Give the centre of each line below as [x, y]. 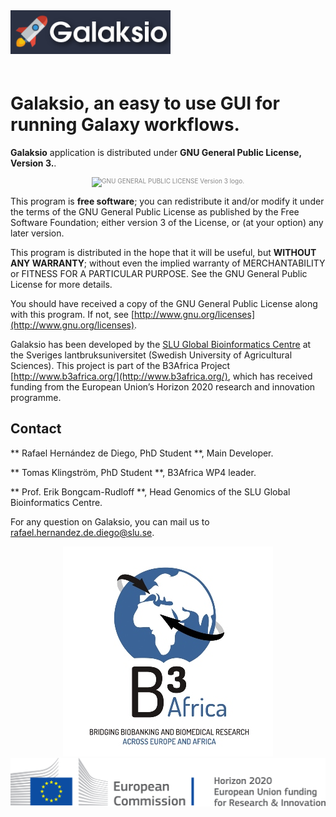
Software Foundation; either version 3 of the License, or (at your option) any [167, 222]
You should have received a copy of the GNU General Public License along [164, 303]
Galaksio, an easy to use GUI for [145, 103]
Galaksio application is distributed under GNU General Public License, [156, 152]
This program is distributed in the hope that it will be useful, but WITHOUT [163, 252]
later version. [37, 233]
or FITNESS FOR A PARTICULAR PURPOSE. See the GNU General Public [159, 273]
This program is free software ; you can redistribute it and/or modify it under [167, 201]
